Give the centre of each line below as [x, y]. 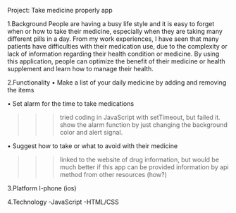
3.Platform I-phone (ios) [42, 188]
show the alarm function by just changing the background [143, 125]
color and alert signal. [91, 132]
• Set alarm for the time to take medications [71, 104]
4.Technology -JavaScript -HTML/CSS [63, 202]
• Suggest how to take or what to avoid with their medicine [93, 146]
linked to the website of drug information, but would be [139, 159]
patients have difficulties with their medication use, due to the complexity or [117, 46]
